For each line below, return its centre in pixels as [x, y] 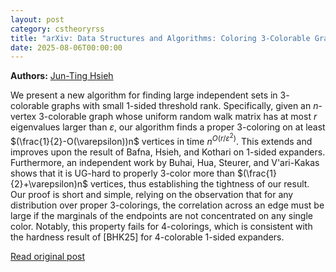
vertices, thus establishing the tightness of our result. [199, 183]
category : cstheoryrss [57, 29]
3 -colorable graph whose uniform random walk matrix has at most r [178, 117]
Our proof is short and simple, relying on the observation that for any [152, 194]
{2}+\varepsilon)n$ [49, 183]
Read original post [48, 256]
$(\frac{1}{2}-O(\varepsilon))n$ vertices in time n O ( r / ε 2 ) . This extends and [161, 139]
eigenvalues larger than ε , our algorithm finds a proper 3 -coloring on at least [168, 127]
